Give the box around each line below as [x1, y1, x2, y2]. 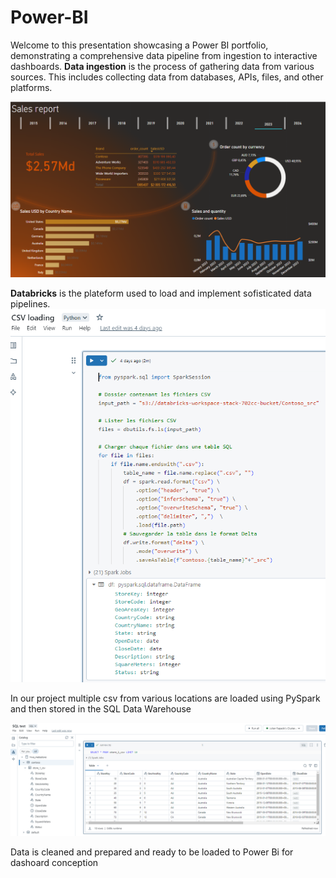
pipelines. [10, 298, 51, 310]
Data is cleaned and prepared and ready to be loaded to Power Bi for [10, 846, 294, 858]
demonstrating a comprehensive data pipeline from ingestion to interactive [10, 49, 318, 61]
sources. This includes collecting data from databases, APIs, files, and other [10, 71, 324, 83]
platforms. [10, 81, 53, 93]
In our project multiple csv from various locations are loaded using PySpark [10, 692, 321, 705]
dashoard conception [10, 857, 99, 869]
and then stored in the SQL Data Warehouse [10, 703, 192, 715]
